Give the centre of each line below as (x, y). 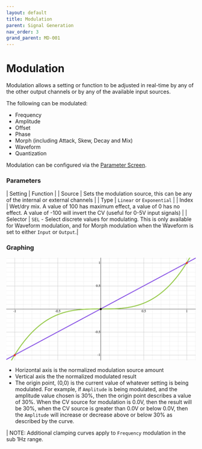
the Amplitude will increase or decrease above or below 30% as (94, 415)
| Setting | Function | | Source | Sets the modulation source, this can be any (99, 194)
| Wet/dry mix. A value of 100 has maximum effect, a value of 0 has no (93, 206)
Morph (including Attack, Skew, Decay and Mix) (74, 141)
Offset (23, 128)
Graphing (20, 248)
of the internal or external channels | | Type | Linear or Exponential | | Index (100, 200)
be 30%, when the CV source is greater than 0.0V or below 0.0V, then (101, 408)
